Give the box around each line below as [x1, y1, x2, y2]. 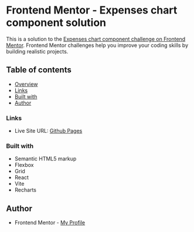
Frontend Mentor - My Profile [14, 219, 86, 226]
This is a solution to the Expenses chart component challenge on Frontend [6, 35, 186, 42]
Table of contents [6, 65, 72, 75]
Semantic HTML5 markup [14, 155, 77, 162]
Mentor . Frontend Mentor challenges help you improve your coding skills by [6, 42, 189, 49]
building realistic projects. [6, 48, 69, 55]
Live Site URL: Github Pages [14, 127, 83, 135]
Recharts [14, 186, 37, 194]
